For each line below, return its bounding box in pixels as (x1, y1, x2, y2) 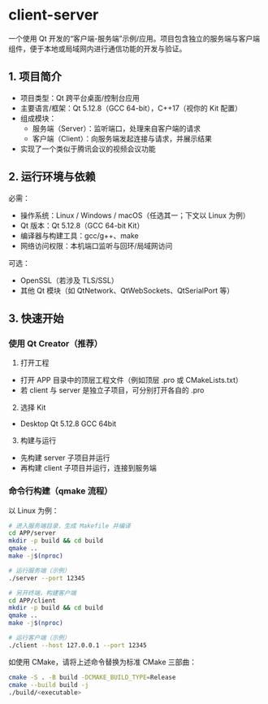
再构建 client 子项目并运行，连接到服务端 (19, 463, 157, 473)
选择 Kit (19, 402, 46, 412)
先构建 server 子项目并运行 (19, 453, 110, 463)
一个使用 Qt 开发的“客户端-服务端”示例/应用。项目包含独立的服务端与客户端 (8, 33, 260, 43)
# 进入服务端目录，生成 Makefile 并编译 (8, 522, 132, 530)
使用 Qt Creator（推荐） (8, 337, 103, 349)
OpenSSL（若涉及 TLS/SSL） (19, 275, 119, 285)
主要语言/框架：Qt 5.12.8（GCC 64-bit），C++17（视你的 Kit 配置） (19, 103, 242, 113)
